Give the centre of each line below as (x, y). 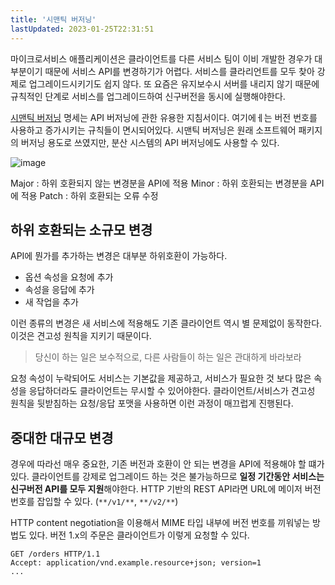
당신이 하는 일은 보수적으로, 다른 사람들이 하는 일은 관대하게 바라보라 (168, 357)
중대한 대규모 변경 (62, 437)
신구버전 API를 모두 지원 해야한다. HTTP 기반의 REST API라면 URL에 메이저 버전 (166, 489)
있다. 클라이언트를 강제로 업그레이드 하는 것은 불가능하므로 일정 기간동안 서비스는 (167, 477)
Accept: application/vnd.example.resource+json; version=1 (136, 563)
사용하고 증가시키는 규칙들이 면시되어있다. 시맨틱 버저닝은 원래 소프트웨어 (153, 130)
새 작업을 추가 (51, 302)
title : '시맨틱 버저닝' (53, 19)
